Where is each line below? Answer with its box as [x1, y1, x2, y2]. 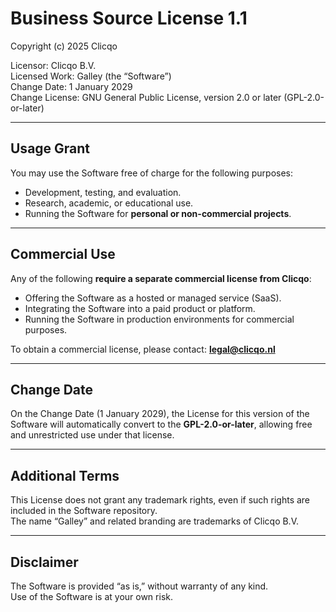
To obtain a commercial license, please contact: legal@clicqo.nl [10, 343, 276, 355]
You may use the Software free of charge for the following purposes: [10, 167, 294, 179]
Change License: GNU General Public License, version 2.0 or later [10, 91, 282, 103]
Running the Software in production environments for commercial [24, 313, 295, 325]
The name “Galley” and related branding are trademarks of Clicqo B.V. [10, 515, 300, 527]
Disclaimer [10, 553, 79, 571]
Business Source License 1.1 [10, 7, 248, 30]
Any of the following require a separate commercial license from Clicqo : [10, 272, 312, 284]
